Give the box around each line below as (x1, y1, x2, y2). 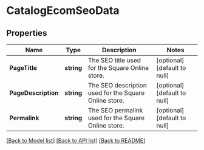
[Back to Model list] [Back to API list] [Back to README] (6, 137, 146, 144)
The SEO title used (87, 56, 141, 64)
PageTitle (9, 64, 38, 72)
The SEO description (87, 81, 147, 89)
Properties (6, 28, 47, 38)
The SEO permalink (87, 106, 143, 114)
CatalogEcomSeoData (6, 4, 120, 18)
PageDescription (9, 89, 59, 97)
